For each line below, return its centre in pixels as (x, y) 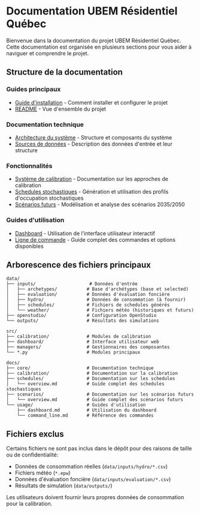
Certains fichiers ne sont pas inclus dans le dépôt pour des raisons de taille (99, 449)
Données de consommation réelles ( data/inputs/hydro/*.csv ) (91, 467)
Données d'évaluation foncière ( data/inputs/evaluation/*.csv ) (93, 479)
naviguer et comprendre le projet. (48, 53)
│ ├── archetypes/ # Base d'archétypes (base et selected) (97, 289)
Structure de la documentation (64, 72)
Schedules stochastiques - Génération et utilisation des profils (92, 192)
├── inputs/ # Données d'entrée (72, 284)
